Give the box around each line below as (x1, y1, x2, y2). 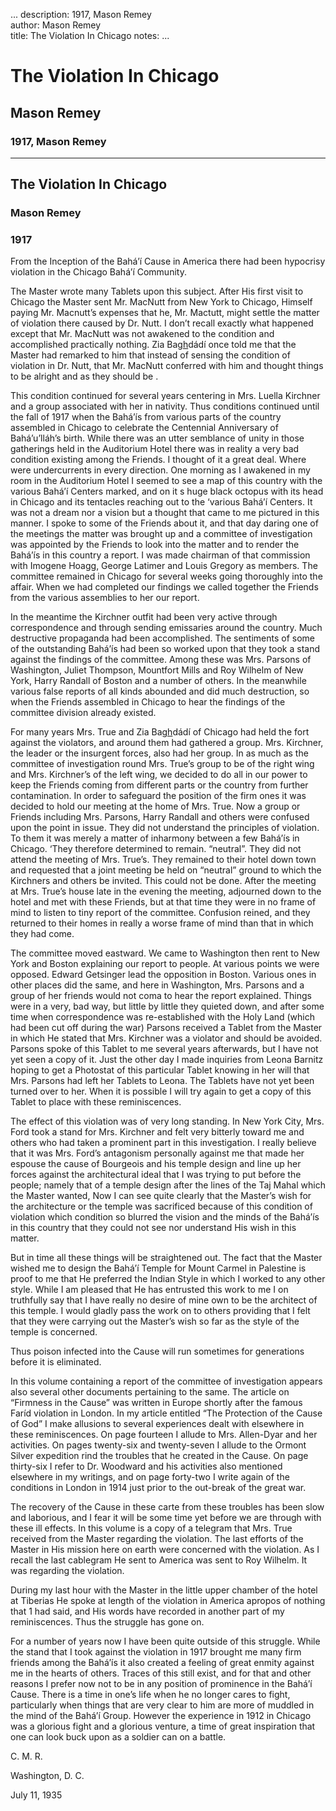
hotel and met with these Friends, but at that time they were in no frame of (10, 896, 317, 908)
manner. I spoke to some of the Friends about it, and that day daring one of (10, 517, 319, 529)
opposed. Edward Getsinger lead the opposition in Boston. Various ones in (10, 969, 317, 981)
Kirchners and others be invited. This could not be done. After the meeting (10, 875, 317, 887)
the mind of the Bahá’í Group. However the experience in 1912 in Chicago (10, 1710, 312, 1722)
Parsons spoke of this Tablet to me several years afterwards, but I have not (10, 1043, 319, 1055)
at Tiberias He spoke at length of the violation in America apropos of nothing (10, 1595, 326, 1607)
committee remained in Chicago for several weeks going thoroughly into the (10, 570, 323, 583)
